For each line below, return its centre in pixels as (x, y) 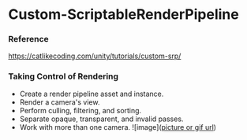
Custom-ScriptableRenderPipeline (123, 15)
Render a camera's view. (60, 102)
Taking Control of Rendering (64, 76)
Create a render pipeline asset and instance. (92, 94)
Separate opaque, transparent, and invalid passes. (101, 119)
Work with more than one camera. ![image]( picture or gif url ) (118, 127)
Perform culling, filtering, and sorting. (80, 110)
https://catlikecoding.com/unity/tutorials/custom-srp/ (95, 56)
